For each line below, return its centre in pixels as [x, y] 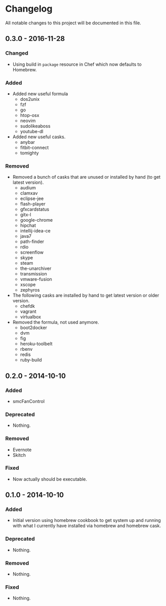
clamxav [29, 193]
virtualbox [31, 317]
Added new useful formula [40, 94]
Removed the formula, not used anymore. [56, 322]
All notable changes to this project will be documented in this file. [73, 23]
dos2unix [30, 99]
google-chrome [36, 220]
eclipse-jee [32, 198]
